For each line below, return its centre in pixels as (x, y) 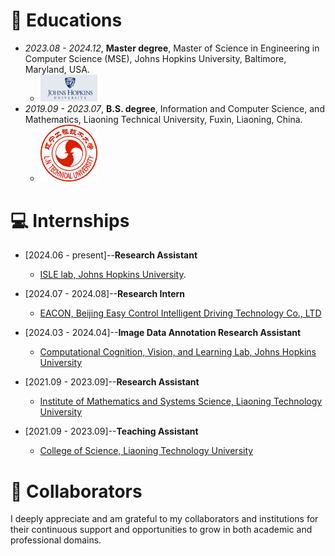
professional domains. (56, 540)
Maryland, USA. (57, 69)
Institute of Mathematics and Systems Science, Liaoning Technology (181, 401)
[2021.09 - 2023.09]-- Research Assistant (112, 382)
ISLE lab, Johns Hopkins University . (113, 275)
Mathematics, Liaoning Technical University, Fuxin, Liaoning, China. (163, 120)
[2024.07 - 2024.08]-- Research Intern (104, 294)
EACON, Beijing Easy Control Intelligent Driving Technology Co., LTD (180, 313)
